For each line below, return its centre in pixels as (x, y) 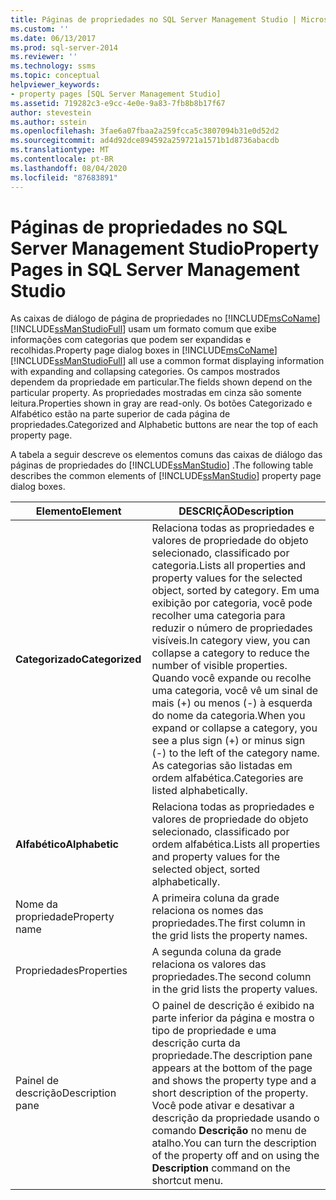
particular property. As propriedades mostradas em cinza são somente (156, 393)
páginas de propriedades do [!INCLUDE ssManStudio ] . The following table (162, 465)
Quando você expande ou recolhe (231, 678)
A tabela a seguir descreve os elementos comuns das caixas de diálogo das (166, 455)
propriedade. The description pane (232, 1056)
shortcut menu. (187, 1181)
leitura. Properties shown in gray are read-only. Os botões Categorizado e (161, 403)
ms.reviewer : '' (44, 57)
